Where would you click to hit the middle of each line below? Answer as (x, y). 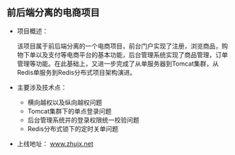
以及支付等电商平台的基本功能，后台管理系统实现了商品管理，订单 (132, 54)
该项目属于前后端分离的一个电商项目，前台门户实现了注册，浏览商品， (119, 46)
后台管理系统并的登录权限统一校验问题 (83, 120)
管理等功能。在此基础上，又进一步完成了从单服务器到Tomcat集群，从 (117, 63)
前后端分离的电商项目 (53, 13)
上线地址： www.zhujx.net (55, 144)
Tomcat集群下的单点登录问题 (69, 111)
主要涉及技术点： (42, 87)
